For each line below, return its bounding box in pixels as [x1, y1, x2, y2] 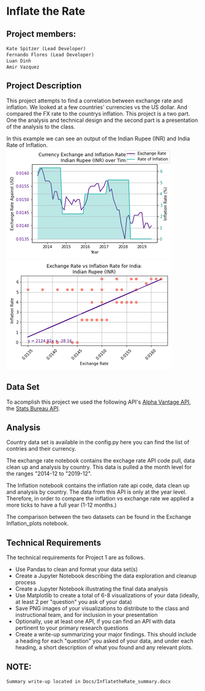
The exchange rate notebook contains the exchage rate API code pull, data [6, 457, 195, 464]
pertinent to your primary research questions [15, 624, 129, 632]
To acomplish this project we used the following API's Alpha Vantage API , [6, 398, 192, 406]
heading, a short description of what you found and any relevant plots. [15, 644, 193, 651]
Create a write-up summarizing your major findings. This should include [15, 631, 197, 638]
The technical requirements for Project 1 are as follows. [6, 554, 145, 561]
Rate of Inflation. [6, 141, 48, 148]
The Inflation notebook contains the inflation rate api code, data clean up [6, 482, 190, 489]
